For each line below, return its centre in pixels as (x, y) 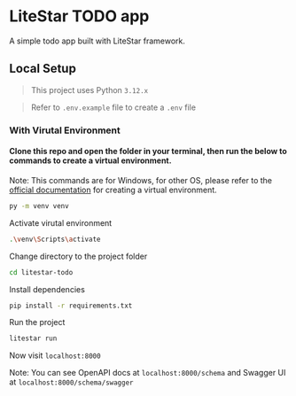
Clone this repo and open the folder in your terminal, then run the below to (148, 151)
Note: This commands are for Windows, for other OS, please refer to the (141, 180)
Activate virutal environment (61, 222)
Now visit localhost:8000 (55, 355)
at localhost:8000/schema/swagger (71, 382)
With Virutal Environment (65, 130)
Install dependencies (47, 289)
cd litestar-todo (41, 272)
